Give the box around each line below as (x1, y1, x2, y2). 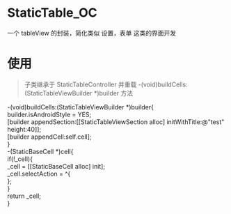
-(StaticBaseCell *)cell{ (7, 147, 74, 155)
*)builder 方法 (93, 89, 134, 97)
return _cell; (7, 192, 42, 200)
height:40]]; (7, 125, 42, 133)
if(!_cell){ (7, 155, 33, 163)
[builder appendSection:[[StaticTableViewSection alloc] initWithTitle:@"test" (7, 117, 225, 126)
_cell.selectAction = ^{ (7, 169, 71, 178)
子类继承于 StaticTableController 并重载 (24, 80, 137, 89)
